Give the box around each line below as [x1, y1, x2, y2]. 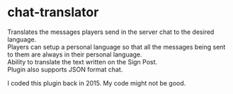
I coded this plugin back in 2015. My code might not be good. [7, 78, 186, 87]
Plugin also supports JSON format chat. [7, 65, 123, 74]
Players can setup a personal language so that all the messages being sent [7, 42, 226, 51]
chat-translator [7, 4, 99, 20]
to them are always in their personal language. [7, 50, 143, 59]
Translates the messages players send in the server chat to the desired [7, 28, 215, 36]
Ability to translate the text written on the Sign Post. [7, 57, 158, 66]
